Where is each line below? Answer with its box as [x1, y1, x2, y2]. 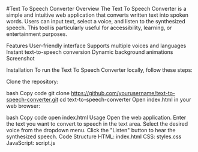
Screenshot [6, 55, 35, 62]
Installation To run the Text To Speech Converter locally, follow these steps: [6, 66, 193, 74]
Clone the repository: [6, 78, 59, 85]
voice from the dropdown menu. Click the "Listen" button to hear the [6, 127, 176, 133]
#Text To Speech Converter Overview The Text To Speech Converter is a [6, 5, 187, 12]
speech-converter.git [6, 96, 59, 103]
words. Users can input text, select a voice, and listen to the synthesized [6, 18, 186, 25]
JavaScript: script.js [6, 139, 56, 146]
